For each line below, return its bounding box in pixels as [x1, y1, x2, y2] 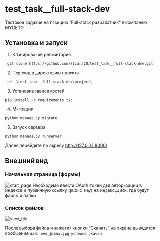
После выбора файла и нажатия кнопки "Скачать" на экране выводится [5, 225, 156, 231]
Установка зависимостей [12, 88, 65, 94]
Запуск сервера [12, 124, 46, 130]
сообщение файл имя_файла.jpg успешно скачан [5, 230, 102, 236]
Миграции [12, 106, 34, 112]
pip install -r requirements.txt [5, 97, 73, 103]
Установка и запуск [5, 39, 68, 47]
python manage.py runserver [5, 134, 62, 139]
